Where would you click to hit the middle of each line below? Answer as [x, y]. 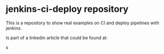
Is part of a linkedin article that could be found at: [57, 38]
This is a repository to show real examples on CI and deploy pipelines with [83, 23]
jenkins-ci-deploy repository [67, 9]
